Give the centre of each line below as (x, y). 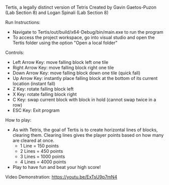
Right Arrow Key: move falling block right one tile (63, 68)
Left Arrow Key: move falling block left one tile (60, 62)
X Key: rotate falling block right (45, 94)
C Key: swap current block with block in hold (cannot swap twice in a (84, 100)
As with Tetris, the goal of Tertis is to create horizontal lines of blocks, (85, 130)
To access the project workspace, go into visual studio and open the (83, 37)
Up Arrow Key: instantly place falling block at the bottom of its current (85, 78)
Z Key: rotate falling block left (43, 89)
